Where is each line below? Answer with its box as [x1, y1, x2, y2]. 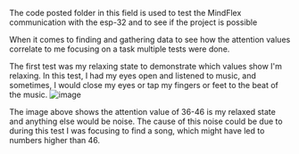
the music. [9, 89, 48, 100]
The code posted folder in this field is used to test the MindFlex [9, 8, 242, 18]
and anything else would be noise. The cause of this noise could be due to [9, 116, 283, 126]
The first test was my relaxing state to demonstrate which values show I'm [9, 61, 283, 71]
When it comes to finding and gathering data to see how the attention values [9, 35, 291, 45]
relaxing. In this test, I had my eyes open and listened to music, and [9, 70, 257, 81]
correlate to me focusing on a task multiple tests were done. [9, 44, 230, 54]
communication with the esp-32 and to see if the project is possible [9, 17, 258, 28]
